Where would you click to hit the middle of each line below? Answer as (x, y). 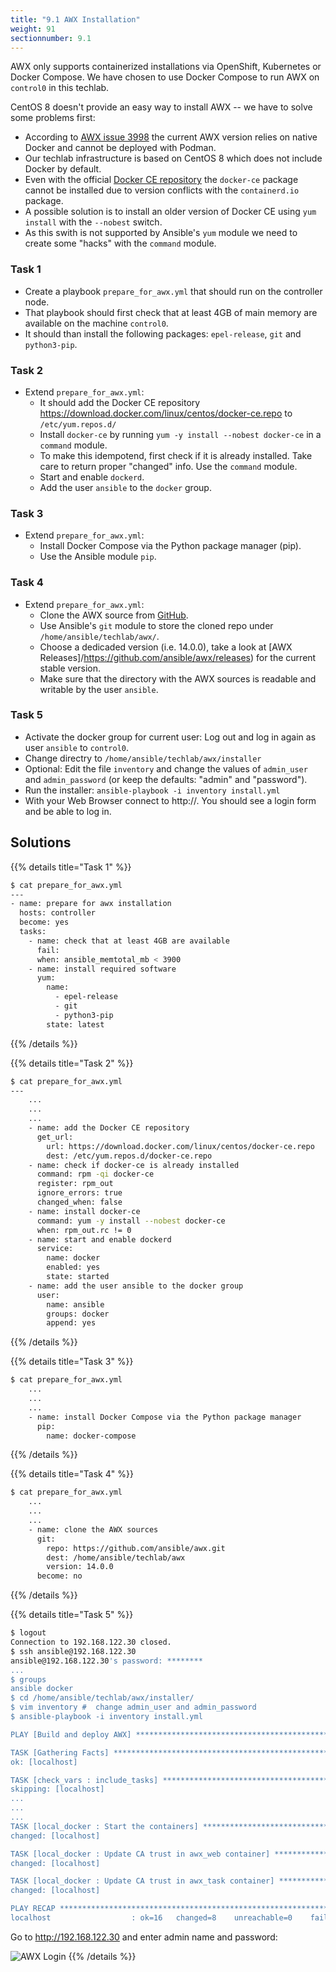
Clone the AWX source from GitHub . (114, 615)
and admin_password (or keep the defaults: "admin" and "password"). (166, 779)
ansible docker (42, 1689)
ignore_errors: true (79, 1193)
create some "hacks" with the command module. (120, 243)
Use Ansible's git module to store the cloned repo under (156, 625)
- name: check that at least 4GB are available (129, 941)
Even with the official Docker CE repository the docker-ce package (161, 180)
